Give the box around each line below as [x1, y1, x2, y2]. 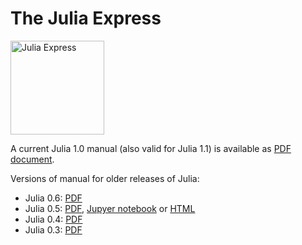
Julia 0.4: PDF [24, 213, 83, 225]
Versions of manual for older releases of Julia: [10, 172, 200, 184]
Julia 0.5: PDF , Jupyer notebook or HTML [24, 202, 196, 214]
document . [10, 153, 55, 165]
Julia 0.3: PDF [24, 223, 83, 236]
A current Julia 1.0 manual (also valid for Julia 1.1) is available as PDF [10, 142, 292, 154]
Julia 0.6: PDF [24, 192, 83, 204]
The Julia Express [10, 7, 162, 30]
